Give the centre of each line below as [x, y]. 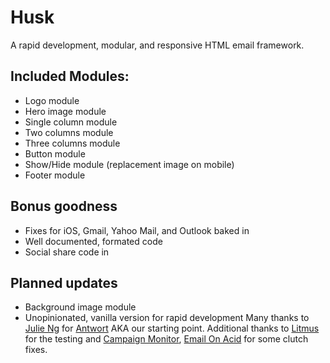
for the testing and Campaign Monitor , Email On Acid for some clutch [166, 339]
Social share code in [67, 252]
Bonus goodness [64, 206]
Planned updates [64, 282]
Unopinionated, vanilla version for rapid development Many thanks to [167, 318]
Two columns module [69, 132]
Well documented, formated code [93, 241]
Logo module [52, 100]
